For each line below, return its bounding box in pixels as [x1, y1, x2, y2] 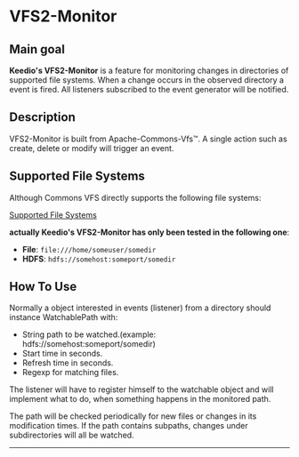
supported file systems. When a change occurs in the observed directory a [9, 75, 285, 85]
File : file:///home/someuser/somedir [21, 244, 157, 254]
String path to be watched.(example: [21, 329, 157, 340]
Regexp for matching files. [21, 367, 119, 378]
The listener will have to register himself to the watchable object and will [9, 384, 274, 395]
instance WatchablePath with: [9, 312, 118, 323]
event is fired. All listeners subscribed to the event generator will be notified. [9, 84, 289, 94]
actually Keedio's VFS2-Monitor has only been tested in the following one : [9, 227, 290, 237]
